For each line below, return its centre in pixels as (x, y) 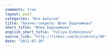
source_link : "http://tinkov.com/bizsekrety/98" (56, 37)
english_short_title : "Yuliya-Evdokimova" (49, 32)
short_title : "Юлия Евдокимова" (38, 28)
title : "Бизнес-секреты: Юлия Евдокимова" (49, 23)
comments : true (21, 9)
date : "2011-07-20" (25, 41)
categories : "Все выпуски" (33, 18)
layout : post (18, 14)
